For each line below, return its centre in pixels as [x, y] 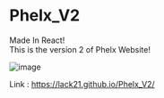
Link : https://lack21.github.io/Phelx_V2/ [82, 84]
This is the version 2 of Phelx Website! [80, 49]
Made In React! [37, 40]
